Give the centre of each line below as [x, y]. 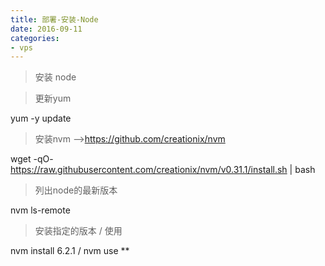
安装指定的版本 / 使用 [78, 231]
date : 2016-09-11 [46, 29]
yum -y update [41, 118]
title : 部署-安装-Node [54, 19]
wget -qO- [32, 159]
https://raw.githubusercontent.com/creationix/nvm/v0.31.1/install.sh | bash [163, 170]
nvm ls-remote [40, 210]
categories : [35, 38]
